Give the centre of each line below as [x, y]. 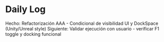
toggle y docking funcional [33, 34]
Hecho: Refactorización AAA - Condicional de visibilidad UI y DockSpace [82, 23]
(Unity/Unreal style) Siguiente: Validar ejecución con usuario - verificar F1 [82, 28]
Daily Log [25, 9]
